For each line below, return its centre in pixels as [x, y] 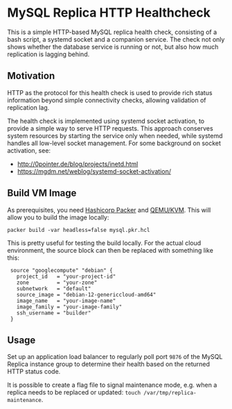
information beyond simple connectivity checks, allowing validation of [107, 100]
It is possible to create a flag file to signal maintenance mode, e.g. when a [112, 385]
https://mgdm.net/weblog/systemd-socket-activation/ [94, 171]
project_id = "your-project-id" [66, 276]
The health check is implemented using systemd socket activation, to [106, 121]
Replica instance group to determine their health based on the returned [108, 364]
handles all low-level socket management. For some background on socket [114, 143]
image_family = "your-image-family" [69, 307]
